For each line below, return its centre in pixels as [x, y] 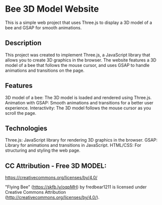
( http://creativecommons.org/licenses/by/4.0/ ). [52, 197]
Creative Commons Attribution [36, 192]
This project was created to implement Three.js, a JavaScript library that [78, 55]
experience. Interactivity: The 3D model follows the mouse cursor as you [78, 108]
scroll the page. [21, 113]
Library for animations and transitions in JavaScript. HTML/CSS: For [73, 145]
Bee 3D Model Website [52, 9]
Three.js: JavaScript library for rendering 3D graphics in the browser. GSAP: [81, 140]
